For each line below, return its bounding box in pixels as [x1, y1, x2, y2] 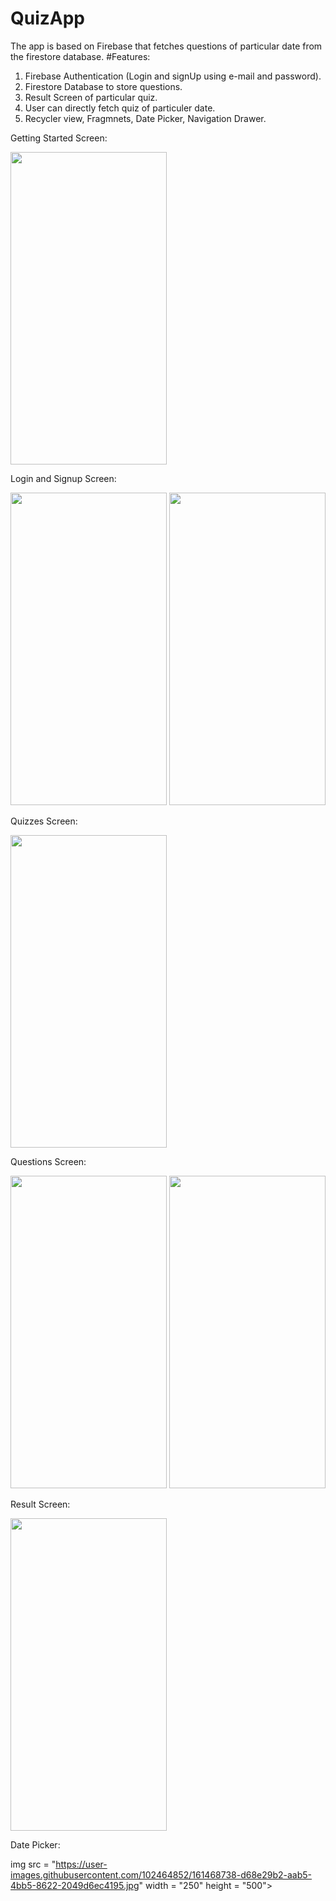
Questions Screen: [10, 1155, 87, 1167]
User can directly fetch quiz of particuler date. [24, 102, 216, 114]
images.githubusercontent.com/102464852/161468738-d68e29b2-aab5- [10, 1868, 313, 1881]
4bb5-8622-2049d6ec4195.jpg [10, 1879, 140, 1891]
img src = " [10, 1858, 57, 1870]
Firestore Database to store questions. [24, 80, 183, 92]
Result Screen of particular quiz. [24, 91, 158, 103]
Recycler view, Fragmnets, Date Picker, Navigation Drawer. [24, 112, 267, 124]
